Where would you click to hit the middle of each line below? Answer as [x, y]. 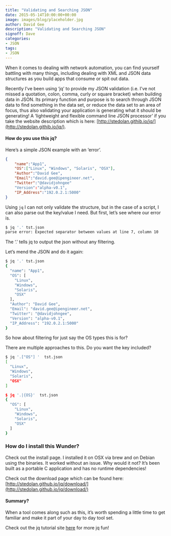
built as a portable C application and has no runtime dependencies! [76, 468]
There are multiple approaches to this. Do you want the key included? [78, 348]
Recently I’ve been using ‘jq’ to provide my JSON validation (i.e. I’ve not [80, 88]
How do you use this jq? [31, 138]
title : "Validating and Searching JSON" [49, 10]
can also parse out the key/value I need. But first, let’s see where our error [83, 212]
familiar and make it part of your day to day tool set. [59, 518]
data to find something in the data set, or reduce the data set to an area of [83, 105]
